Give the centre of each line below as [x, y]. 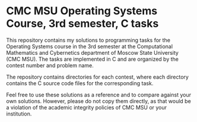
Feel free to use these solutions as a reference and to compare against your [99, 95]
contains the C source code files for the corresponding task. [80, 83]
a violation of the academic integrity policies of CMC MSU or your [87, 107]
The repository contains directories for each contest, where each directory [97, 77]
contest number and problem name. [50, 65]
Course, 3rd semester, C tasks [82, 24]
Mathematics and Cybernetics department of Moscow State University [93, 52]
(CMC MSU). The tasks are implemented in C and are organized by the [93, 59]
